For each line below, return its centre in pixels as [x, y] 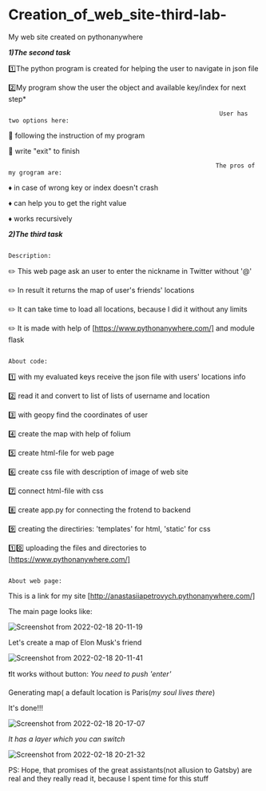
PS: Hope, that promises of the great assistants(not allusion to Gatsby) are [130, 769]
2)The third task [36, 234]
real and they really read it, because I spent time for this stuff [109, 778]
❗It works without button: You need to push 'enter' [90, 673]
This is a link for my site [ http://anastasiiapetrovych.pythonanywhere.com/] [132, 596]
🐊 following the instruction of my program [77, 135]
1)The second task [40, 52]
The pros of [235, 166]
